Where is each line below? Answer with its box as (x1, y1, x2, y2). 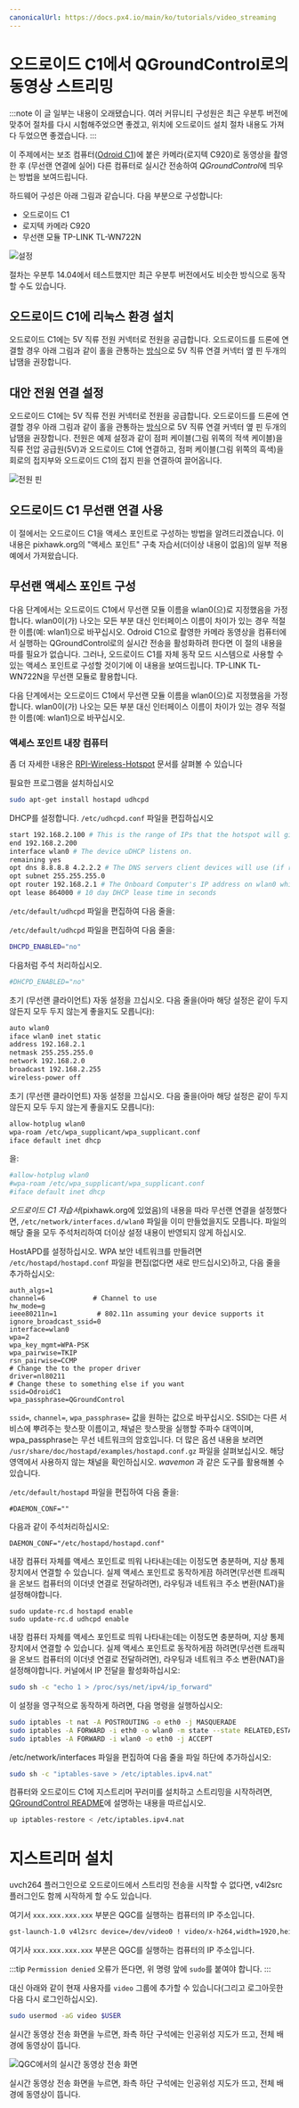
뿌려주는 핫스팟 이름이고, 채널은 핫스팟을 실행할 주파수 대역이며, (32, 1423, 254, 1434)
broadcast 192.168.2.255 (9, 1065, 101, 1074)
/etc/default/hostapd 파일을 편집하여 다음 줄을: (9, 1487, 180, 1497)
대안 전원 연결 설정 (9, 385, 104, 400)
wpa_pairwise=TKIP (9, 1349, 77, 1357)
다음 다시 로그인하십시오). (9, 1994, 98, 2005)
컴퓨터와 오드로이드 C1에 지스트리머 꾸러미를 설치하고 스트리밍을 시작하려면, (9, 1786, 273, 1797)
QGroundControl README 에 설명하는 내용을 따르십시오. (9, 1798, 206, 1809)
